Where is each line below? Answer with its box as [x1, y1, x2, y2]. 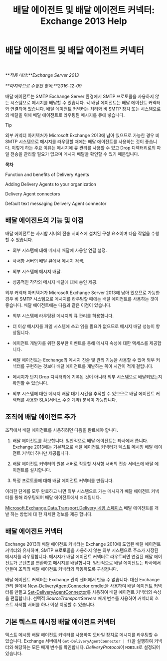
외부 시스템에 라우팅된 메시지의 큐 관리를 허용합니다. [12, 313, 114, 319]
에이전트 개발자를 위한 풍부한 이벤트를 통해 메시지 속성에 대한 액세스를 [12, 340, 149, 346]
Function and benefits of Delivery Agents [5, 171, 90, 177]
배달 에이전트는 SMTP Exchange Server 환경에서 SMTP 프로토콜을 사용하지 [5, 93, 154, 99]
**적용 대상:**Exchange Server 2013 [5, 72, 79, 78]
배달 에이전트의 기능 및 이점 [5, 216, 84, 225]
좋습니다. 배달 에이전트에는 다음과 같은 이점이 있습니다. [5, 302, 112, 308]
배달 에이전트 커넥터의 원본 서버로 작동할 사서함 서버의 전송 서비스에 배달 [12, 461, 154, 467]
